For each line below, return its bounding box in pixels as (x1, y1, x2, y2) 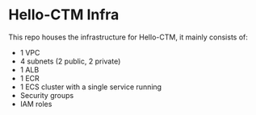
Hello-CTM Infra (8, 6, 120, 24)
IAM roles (19, 99, 52, 109)
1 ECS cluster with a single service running (19, 82, 162, 92)
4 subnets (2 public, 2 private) (19, 56, 121, 66)
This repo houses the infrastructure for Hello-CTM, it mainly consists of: (8, 32, 249, 42)
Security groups (19, 90, 74, 100)
